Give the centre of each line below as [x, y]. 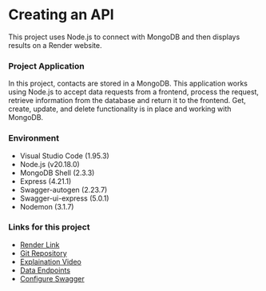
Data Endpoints [45, 270]
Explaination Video [50, 261]
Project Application [47, 66]
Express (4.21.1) [46, 181]
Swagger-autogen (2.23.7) [64, 189]
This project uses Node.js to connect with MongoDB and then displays [124, 37]
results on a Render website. [55, 45]
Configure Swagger [52, 278]
